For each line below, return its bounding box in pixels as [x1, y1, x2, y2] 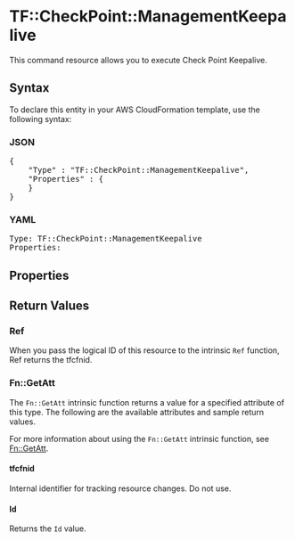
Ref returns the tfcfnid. [9, 355, 93, 365]
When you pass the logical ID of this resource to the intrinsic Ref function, [9, 345, 280, 356]
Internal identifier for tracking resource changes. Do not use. [9, 483, 232, 494]
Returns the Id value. [9, 523, 86, 534]
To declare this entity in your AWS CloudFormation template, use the [9, 104, 260, 115]
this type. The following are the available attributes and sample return [9, 406, 265, 417]
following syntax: [9, 113, 72, 124]
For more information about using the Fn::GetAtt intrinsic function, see [9, 433, 270, 444]
